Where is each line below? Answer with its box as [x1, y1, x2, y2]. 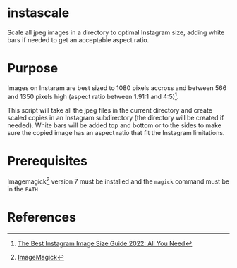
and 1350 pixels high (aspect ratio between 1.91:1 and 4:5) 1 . [7, 91, 179, 101]
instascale [7, 5, 70, 21]
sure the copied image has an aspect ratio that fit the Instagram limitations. [7, 128, 225, 136]
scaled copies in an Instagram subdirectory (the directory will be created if [7, 113, 224, 122]
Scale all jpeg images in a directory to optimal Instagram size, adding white [7, 28, 225, 37]
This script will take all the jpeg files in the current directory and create [7, 106, 213, 114]
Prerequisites [7, 153, 88, 169]
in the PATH [7, 185, 39, 193]
